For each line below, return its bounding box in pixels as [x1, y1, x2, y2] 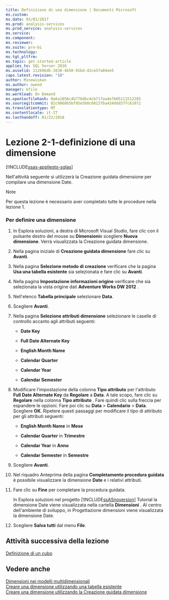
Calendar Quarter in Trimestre [20, 433, 85, 439]
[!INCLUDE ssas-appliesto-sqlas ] [6, 164, 73, 170]
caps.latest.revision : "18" [6, 73, 65, 78]
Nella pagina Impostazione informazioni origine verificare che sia [13, 278, 151, 284]
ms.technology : [6, 49, 38, 54]
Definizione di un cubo [6, 550, 53, 556]
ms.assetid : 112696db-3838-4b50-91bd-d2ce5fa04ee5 [6, 68, 114, 73]
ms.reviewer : [6, 40, 33, 45]
